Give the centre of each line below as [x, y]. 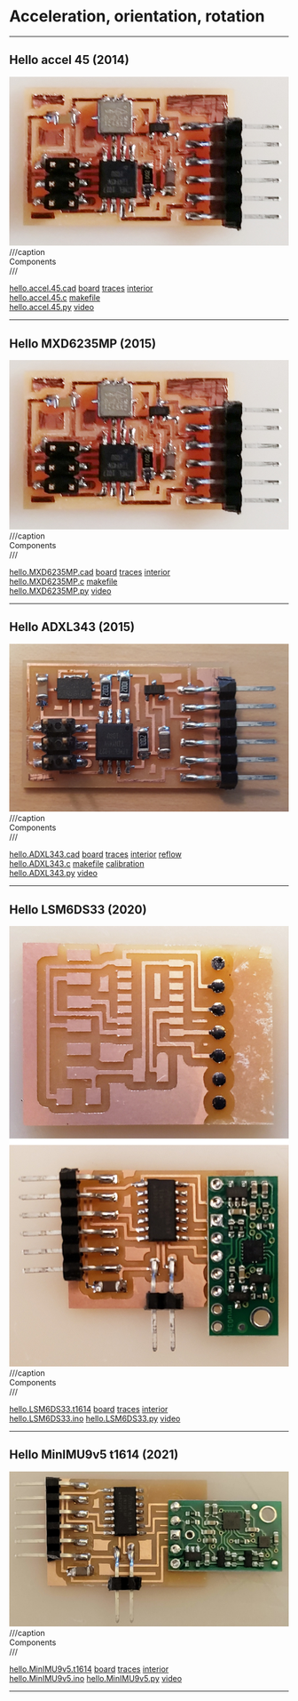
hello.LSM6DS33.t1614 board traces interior [89, 1409]
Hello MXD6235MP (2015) [83, 343]
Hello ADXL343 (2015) [72, 627]
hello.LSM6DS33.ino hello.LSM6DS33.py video [95, 1418]
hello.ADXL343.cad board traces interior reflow [95, 854]
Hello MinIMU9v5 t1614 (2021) [94, 1455]
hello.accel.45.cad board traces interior [81, 288]
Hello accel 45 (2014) [70, 60]
